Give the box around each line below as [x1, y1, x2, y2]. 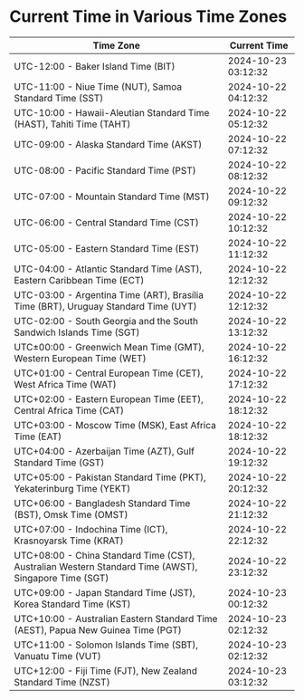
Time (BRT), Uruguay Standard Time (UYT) [14, 300, 197, 312]
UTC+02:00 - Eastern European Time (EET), [14, 392, 204, 405]
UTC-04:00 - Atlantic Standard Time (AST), [14, 263, 203, 275]
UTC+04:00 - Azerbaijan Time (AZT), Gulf [14, 445, 195, 457]
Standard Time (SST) [14, 91, 104, 104]
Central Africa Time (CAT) [14, 404, 125, 417]
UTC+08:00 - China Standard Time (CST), [14, 549, 195, 561]
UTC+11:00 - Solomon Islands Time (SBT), [14, 638, 199, 651]
